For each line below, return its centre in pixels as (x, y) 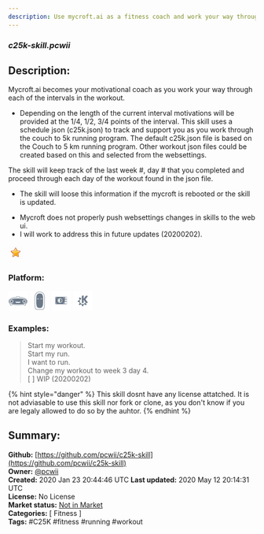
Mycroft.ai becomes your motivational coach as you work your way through (130, 90)
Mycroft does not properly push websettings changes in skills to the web (137, 217)
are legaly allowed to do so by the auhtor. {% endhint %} (99, 410)
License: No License (42, 496)
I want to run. (49, 362)
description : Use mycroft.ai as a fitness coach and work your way (121, 17)
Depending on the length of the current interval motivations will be (127, 113)
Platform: (26, 278)
